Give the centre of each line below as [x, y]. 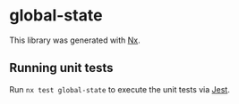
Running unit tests [61, 68]
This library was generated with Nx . [75, 40]
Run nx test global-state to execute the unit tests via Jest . [119, 89]
